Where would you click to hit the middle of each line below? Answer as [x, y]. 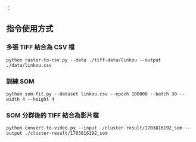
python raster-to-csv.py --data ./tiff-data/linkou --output [84, 60]
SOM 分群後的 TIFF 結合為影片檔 [53, 115]
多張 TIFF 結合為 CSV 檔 [41, 47]
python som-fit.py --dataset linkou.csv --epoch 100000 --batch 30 [92, 94]
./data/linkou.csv [29, 65]
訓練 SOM [20, 81]
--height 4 [41, 99]
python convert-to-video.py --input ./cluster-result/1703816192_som [94, 128]
